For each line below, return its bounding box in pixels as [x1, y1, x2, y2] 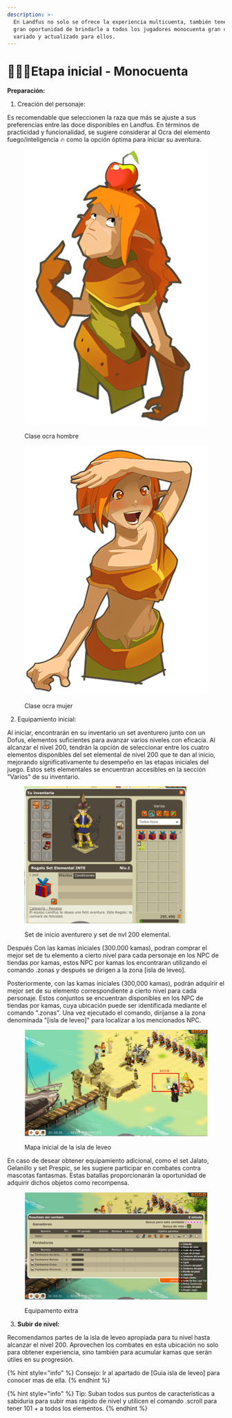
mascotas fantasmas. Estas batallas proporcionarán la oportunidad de [7, 1171, 206, 1179]
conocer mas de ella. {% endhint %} [7, 1376, 110, 1384]
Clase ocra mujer [24, 701, 73, 710]
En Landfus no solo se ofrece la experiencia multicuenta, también [13, 18, 212, 26]
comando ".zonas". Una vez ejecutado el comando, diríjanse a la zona [7, 1009, 206, 1017]
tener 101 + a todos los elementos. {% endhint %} [7, 1404, 148, 1412]
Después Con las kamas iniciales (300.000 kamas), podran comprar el [7, 944, 207, 952]
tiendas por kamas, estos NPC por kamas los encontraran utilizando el [7, 959, 207, 967]
